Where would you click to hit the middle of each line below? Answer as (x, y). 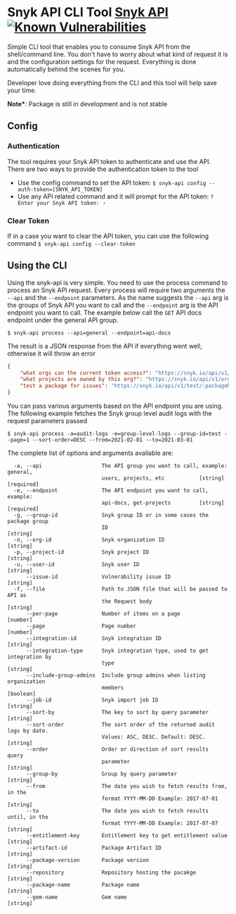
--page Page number (81, 626)
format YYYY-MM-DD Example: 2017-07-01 (160, 799)
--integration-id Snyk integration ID (93, 639)
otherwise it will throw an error (52, 353)
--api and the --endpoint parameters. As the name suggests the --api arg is (118, 297)
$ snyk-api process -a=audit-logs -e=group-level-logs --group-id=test (114, 434)
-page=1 (19, 440)
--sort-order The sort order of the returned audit (120, 725)
